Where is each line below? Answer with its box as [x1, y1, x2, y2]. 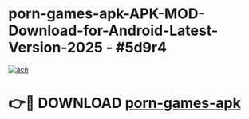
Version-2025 [8, 39, 104, 56]
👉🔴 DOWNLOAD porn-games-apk [8, 94, 241, 112]
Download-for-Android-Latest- [8, 21, 219, 40]
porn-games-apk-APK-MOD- [8, 5, 205, 23]
